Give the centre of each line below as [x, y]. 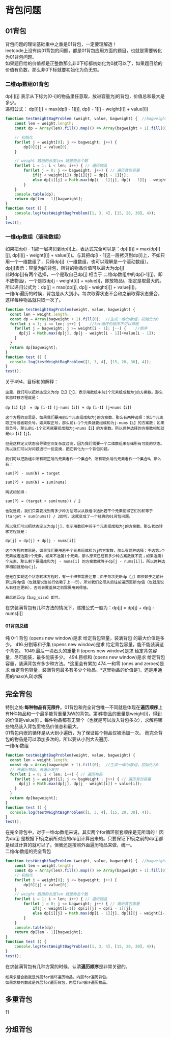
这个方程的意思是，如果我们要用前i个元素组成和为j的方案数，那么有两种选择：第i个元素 [84, 418]
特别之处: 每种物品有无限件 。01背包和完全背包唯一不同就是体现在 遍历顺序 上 [84, 707]
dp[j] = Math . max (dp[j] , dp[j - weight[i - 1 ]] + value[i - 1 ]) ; [87, 333]
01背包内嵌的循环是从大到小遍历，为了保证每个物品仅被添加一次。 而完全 [82, 733]
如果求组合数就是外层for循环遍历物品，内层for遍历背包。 [58, 977]
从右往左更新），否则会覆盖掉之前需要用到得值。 [48, 588]
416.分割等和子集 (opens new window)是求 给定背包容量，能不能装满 [87, 645]
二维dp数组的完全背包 [28, 852]
